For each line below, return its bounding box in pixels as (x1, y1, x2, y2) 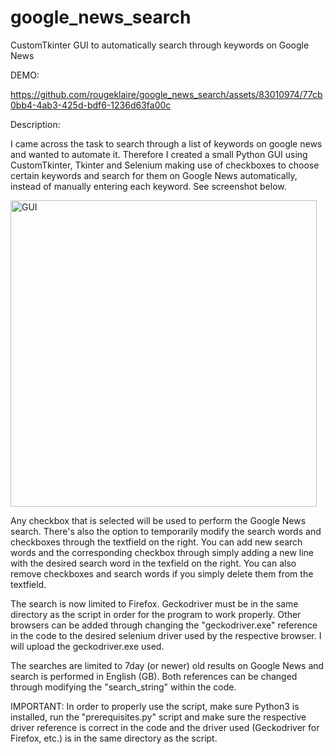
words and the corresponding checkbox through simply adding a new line (10, 546, 314, 558)
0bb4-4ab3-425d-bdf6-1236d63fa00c (10, 99, 172, 111)
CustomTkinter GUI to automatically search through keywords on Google (10, 39, 310, 51)
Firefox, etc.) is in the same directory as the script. (10, 732, 218, 744)
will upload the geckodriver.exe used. (10, 640, 165, 652)
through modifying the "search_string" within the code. (10, 681, 237, 693)
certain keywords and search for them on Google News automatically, (10, 169, 298, 181)
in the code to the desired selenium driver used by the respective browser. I (10, 629, 322, 641)
